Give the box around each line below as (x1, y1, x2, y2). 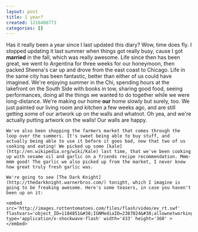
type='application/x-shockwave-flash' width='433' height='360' (6, 216, 167, 222)
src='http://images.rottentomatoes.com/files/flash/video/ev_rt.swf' (6, 205, 181, 211)
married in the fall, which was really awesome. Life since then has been (6, 54, 180, 61)
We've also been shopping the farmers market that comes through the (6, 128, 181, 134)
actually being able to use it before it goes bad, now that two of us (6, 138, 186, 145)
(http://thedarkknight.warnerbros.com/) (6, 179, 107, 186)
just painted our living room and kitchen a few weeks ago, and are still (6, 104, 176, 111)
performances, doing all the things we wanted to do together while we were (6, 92, 190, 99)
